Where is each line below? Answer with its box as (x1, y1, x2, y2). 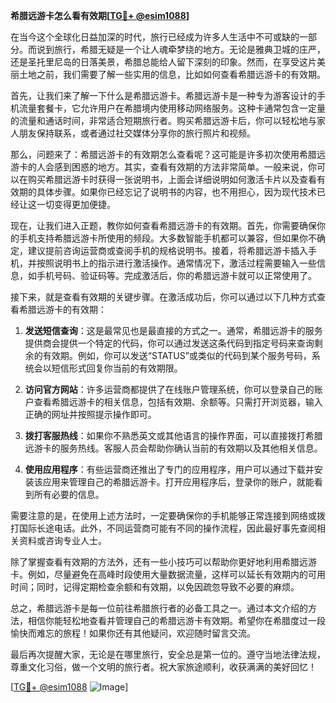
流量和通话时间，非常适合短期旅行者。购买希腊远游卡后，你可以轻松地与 (18, 115, 317, 126)
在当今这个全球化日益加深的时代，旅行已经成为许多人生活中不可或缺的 (10, 31, 300, 43)
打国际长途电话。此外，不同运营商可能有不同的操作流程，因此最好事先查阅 (10, 522, 317, 534)
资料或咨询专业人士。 (18, 535, 107, 546)
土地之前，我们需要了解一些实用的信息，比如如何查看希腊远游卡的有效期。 (18, 69, 326, 80)
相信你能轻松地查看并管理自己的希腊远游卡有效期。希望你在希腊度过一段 (27, 615, 326, 626)
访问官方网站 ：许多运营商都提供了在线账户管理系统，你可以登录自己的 (24, 384, 315, 395)
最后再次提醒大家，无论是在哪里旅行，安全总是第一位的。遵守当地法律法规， (10, 649, 326, 660)
